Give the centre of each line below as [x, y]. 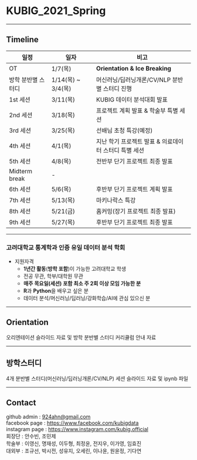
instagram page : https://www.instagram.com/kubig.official [77, 429]
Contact [21, 403]
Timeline [23, 40]
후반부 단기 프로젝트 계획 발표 [134, 189]
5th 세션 [20, 161]
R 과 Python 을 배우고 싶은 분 [56, 291]
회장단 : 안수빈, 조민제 [31, 437]
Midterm [21, 171]
